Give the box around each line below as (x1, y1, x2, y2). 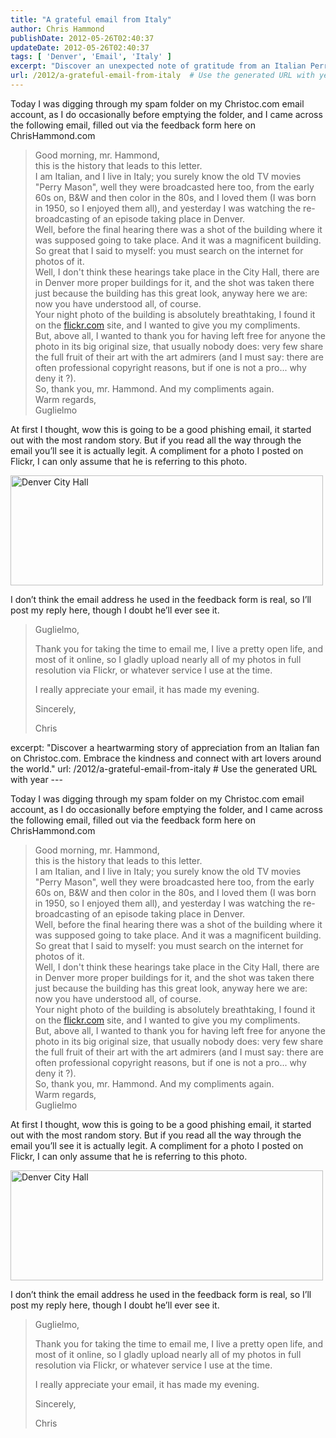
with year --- (10, 773, 63, 785)
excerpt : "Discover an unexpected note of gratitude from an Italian (10, 61, 307, 71)
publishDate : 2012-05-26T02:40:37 (10, 33, 155, 43)
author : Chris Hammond (10, 24, 105, 34)
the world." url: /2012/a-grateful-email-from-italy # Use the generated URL (10, 762, 318, 775)
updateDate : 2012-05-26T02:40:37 (10, 42, 150, 53)
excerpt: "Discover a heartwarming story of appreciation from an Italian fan (10, 741, 320, 753)
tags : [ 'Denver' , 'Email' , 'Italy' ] (10, 52, 172, 62)
